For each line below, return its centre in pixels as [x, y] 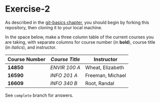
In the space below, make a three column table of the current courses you [80, 37]
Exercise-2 [28, 9]
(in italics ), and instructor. [31, 47]
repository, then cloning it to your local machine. [54, 27]
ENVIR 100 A [65, 68]
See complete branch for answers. [39, 95]
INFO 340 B [64, 83]
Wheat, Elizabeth [104, 68]
